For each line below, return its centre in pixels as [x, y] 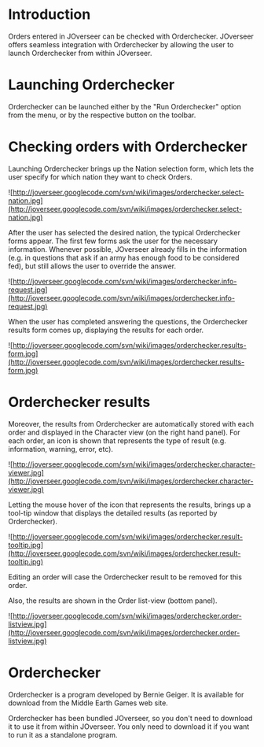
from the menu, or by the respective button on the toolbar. [102, 115]
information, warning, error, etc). [61, 449]
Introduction [49, 15]
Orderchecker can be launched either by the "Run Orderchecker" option [125, 106]
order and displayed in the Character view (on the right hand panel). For [125, 432]
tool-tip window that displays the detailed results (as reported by [113, 512]
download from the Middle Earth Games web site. [88, 703]
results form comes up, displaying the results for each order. [106, 330]
